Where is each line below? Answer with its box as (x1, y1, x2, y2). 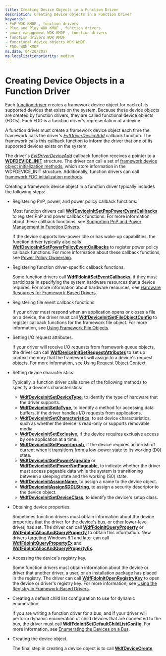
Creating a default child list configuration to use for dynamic (12, 595, 135, 601)
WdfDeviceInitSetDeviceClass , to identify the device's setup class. (19, 494, 159, 500)
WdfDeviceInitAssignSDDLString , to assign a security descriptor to (19, 484, 159, 490)
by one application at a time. (19, 436, 78, 442)
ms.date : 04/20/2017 (5, 49, 48, 54)
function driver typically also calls (12, 239, 81, 245)
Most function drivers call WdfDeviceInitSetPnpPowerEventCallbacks (12, 208, 158, 214)
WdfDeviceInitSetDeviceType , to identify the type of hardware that (19, 394, 158, 400)
